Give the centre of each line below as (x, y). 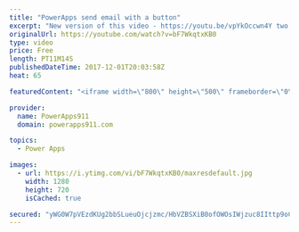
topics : (24, 141)
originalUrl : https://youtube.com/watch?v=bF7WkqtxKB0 (113, 34)
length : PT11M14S (41, 59)
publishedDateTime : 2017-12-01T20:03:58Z (87, 68)
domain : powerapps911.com (65, 124)
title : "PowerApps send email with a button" (95, 17)
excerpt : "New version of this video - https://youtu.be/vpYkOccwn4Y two (149, 26)
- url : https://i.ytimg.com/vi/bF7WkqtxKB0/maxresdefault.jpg (135, 173)
